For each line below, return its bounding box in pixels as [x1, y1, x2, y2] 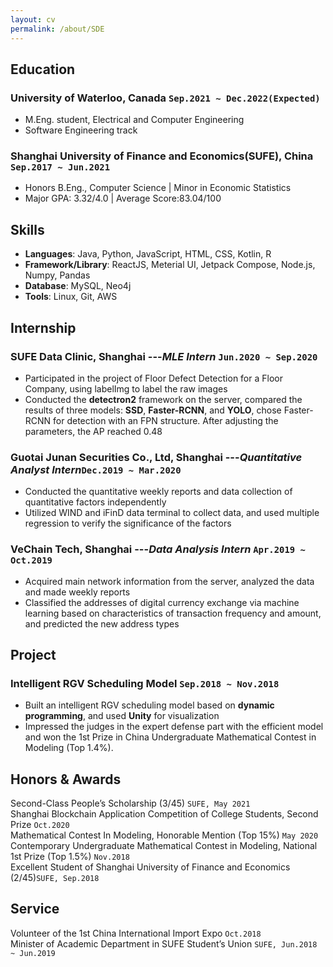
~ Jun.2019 [10, 948, 56, 958]
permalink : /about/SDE [10, 24, 105, 34]
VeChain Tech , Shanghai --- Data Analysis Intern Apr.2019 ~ [10, 542, 306, 556]
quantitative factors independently [24, 496, 167, 508]
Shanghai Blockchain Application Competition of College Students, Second [10, 808, 319, 820]
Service [10, 901, 60, 918]
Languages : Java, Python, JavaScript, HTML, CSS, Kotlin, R [24, 248, 272, 260]
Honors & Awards [10, 771, 122, 788]
